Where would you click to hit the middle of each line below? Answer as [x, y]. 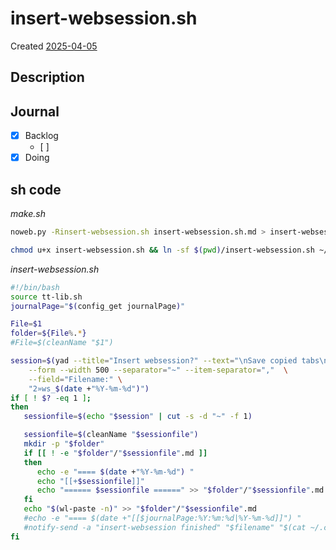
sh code [36, 189]
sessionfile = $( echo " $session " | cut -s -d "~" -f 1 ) [138, 417]
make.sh [28, 214]
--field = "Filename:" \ [75, 379]
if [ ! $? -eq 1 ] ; [51, 398]
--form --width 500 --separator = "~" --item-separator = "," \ [158, 370]
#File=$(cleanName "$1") [62, 343]
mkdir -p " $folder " [64, 444]
